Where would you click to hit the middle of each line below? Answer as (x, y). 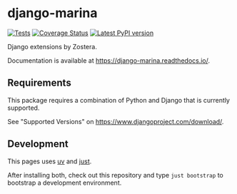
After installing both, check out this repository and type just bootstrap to (115, 175)
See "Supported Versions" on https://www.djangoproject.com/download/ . (116, 121)
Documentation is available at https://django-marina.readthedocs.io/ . (109, 60)
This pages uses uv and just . (50, 161)
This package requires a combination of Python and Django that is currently (119, 100)
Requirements (39, 83)
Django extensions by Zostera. (52, 46)
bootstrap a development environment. (65, 183)
